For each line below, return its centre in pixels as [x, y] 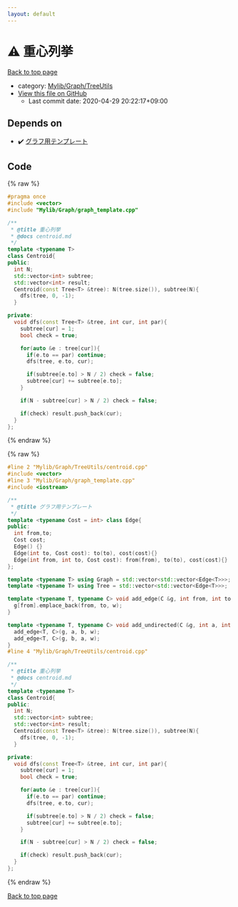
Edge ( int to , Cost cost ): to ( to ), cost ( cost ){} [86, 553]
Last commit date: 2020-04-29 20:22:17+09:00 [98, 101]
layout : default [31, 14]
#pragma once [27, 197]
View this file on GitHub [52, 93]
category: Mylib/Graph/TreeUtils [65, 86]
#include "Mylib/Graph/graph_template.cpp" [73, 210]
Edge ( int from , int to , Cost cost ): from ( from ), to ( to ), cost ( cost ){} [121, 560]
